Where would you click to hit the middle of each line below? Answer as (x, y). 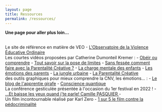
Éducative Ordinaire (25, 52)
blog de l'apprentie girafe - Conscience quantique (56, 84)
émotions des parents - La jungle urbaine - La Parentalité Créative (72, 73)
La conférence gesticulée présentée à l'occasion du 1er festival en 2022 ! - (81, 89)
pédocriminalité (21, 104)
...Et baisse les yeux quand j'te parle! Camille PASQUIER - (63, 94)
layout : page (18, 10)
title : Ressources (24, 14)
